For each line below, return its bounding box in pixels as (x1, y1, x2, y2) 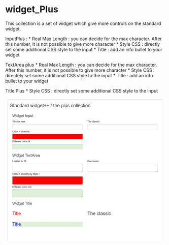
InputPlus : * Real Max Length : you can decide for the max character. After (5, 36, 162, 42)
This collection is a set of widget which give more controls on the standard (5, 20, 161, 26)
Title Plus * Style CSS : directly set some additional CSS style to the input (5, 87, 158, 94)
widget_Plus (5, 4, 58, 15)
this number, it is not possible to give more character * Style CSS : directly (5, 41, 160, 47)
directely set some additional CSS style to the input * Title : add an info (5, 72, 153, 78)
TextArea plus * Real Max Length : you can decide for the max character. (5, 62, 157, 68)
